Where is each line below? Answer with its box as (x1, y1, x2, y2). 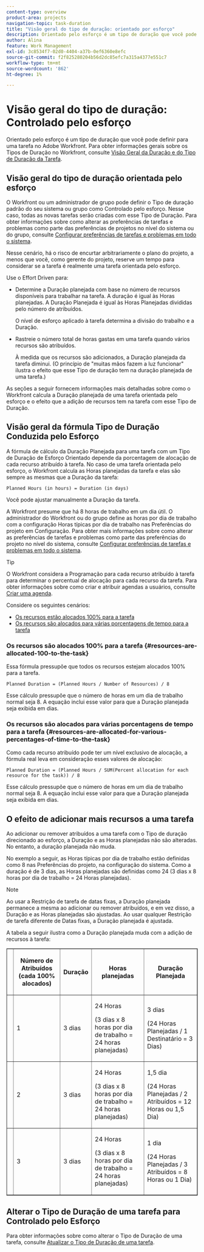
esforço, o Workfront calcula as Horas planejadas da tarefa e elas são (6, 467, 181, 474)
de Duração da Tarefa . (6, 155, 63, 163)
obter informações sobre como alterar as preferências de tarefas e (6, 218, 173, 225)
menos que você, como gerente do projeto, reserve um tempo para (6, 256, 175, 263)
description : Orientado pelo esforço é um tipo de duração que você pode (6, 32, 197, 38)
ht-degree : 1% (6, 71, 42, 77)
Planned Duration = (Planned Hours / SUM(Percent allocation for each (6, 767, 189, 774)
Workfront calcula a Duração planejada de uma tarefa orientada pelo (6, 391, 178, 398)
